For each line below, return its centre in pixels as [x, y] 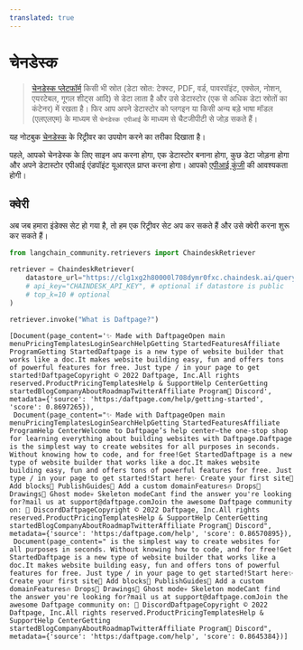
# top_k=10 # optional [68, 295]
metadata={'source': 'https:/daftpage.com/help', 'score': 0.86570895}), [151, 533]
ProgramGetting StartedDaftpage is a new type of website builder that [147, 352]
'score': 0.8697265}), [52, 407]
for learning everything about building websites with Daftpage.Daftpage [151, 438]
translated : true [42, 18]
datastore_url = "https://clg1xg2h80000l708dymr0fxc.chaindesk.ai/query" [163, 278]
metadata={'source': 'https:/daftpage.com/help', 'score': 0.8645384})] [149, 636]
